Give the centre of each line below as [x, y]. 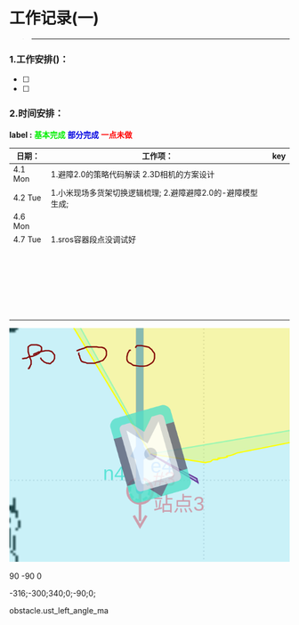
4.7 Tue [27, 239]
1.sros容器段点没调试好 [93, 239]
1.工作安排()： [39, 59]
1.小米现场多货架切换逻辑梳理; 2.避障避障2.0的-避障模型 [154, 192]
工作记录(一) [54, 18]
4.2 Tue [27, 198]
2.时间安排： [36, 114]
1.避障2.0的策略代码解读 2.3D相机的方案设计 [133, 175]
